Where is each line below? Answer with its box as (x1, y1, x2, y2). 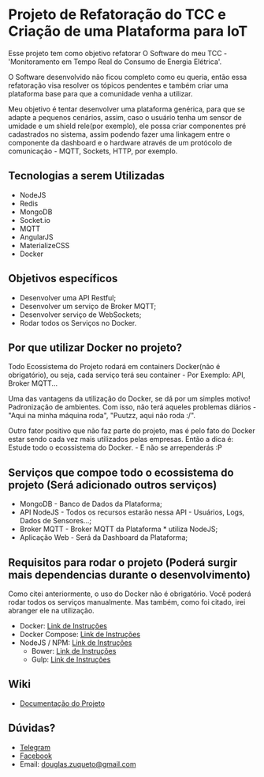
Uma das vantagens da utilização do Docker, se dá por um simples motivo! (8, 394, 251, 404)
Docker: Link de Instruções (19, 621, 108, 630)
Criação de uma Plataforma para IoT (8, 22, 248, 40)
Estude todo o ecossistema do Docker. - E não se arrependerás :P (8, 443, 222, 452)
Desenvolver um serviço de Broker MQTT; (19, 301, 156, 311)
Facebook (19, 751, 53, 760)
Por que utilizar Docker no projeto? (8, 341, 183, 354)
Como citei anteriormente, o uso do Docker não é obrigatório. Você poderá (8, 589, 251, 598)
